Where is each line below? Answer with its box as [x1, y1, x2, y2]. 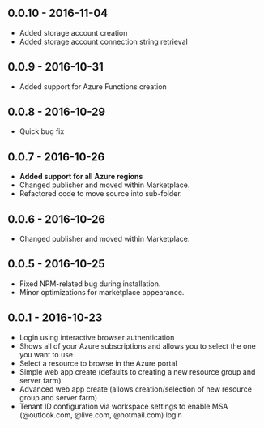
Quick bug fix [19, 126, 65, 136]
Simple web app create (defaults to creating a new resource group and [19, 366, 256, 376]
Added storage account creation [19, 28, 128, 37]
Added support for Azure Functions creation [19, 81, 167, 92]
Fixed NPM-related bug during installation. [19, 279, 161, 289]
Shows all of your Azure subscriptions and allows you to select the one [19, 340, 256, 351]
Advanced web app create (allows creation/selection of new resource [19, 384, 253, 394]
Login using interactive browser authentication [19, 332, 175, 342]
